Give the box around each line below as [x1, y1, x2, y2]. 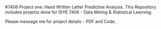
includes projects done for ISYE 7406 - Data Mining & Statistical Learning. [5, 9, 153, 15]
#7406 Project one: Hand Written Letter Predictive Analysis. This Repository [5, 4, 157, 10]
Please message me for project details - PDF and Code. [5, 19, 116, 24]
